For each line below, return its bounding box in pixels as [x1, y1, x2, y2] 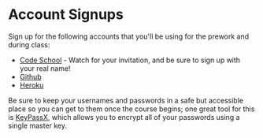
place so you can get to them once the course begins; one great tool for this [8, 104, 255, 114]
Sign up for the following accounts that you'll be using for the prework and [8, 32, 250, 41]
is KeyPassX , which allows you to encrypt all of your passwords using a [8, 112, 240, 121]
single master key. [8, 121, 67, 130]
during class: [8, 39, 50, 49]
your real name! [19, 63, 71, 73]
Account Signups [8, 6, 124, 24]
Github [19, 72, 42, 81]
